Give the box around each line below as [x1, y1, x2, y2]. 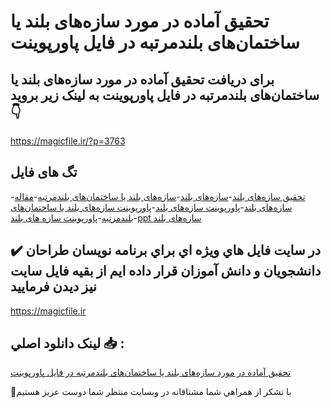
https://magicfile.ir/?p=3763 [10, 135, 126, 147]
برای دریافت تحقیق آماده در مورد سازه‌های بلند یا [10, 71, 275, 88]
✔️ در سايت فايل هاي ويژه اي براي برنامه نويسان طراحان [10, 242, 322, 259]
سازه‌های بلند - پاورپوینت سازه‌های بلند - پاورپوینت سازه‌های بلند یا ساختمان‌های [10, 201, 293, 213]
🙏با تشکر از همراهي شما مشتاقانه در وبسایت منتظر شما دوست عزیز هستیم [10, 386, 292, 398]
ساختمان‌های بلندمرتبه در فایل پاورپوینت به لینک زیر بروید [10, 86, 320, 104]
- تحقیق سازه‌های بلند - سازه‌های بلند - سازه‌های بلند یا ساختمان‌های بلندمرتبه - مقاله [10, 190, 306, 202]
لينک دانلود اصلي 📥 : [10, 335, 125, 352]
